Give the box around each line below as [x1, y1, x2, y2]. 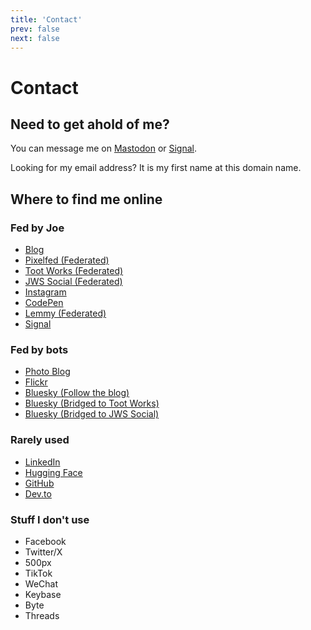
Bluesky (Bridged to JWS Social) [24, 408, 160, 420]
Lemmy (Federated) [24, 307, 107, 320]
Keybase [24, 588, 62, 600]
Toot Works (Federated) [24, 265, 124, 277]
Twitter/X [24, 546, 63, 558]
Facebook [24, 535, 67, 547]
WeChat [24, 577, 58, 590]
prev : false [10, 24, 60, 34]
